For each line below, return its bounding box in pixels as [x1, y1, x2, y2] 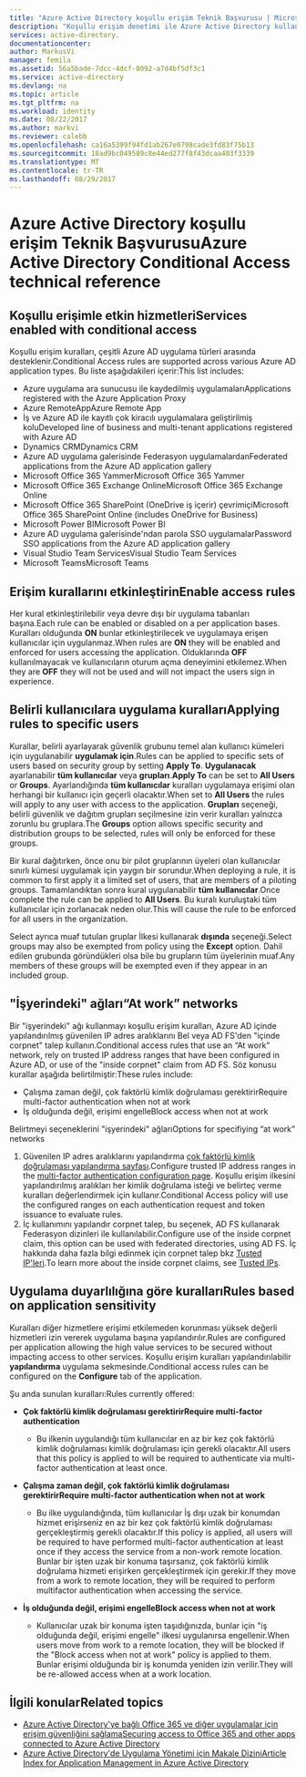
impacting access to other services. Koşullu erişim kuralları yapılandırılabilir [9, 1351, 291, 1362]
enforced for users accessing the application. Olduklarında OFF [9, 647, 248, 658]
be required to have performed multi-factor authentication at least [36, 1536, 284, 1547]
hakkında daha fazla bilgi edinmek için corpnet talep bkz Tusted [22, 1248, 262, 1258]
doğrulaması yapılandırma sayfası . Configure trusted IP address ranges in [22, 1160, 296, 1171]
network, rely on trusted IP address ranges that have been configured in [9, 1049, 280, 1060]
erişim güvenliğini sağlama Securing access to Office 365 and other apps [22, 1729, 296, 1740]
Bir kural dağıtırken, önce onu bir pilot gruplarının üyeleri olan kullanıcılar [9, 855, 280, 866]
